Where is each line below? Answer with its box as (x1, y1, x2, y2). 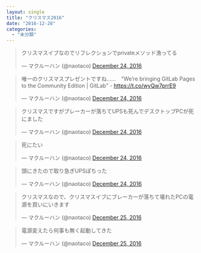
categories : (6, 26, 37, 32)
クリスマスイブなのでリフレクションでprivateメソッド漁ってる (21, 50, 178, 57)
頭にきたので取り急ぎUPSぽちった (21, 167, 108, 175)
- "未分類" (12, 32, 37, 38)
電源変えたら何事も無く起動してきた (21, 227, 112, 234)
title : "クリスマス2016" (6, 15, 65, 21)
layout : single (6, 9, 45, 15)
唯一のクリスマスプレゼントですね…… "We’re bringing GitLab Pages (21, 75, 196, 82)
